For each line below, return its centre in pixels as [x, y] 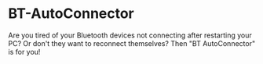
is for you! [24, 52]
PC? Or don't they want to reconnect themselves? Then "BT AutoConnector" [132, 43]
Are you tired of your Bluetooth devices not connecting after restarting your [130, 35]
